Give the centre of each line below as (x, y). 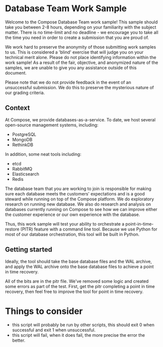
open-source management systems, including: (52, 125)
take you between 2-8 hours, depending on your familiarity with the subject (81, 27)
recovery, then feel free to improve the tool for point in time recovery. (74, 291)
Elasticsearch (26, 174)
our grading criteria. (25, 93)
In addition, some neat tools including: (43, 154)
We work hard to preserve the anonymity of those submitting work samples (81, 47)
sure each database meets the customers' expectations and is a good (75, 193)
